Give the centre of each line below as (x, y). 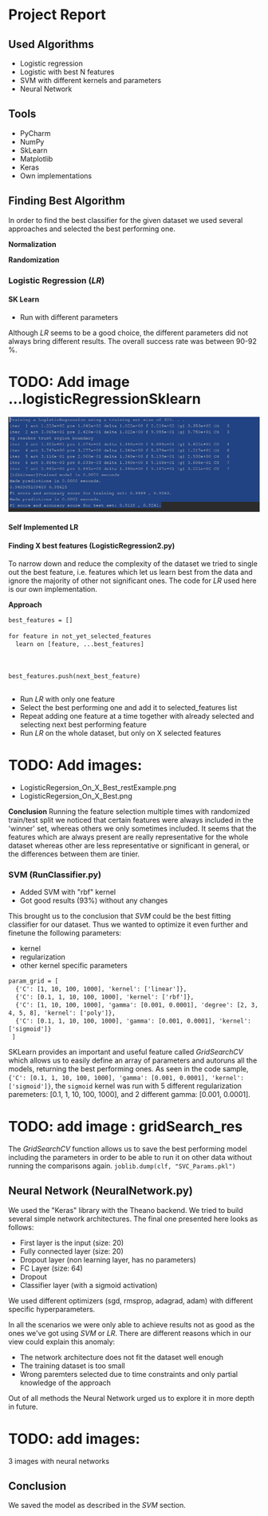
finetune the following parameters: (65, 932)
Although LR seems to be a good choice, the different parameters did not (128, 333)
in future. (23, 1406)
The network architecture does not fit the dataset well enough (122, 1357)
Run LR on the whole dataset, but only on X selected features (120, 732)
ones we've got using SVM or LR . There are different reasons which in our (130, 1333)
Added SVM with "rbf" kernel (68, 892)
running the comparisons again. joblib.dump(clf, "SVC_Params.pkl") (122, 1166)
